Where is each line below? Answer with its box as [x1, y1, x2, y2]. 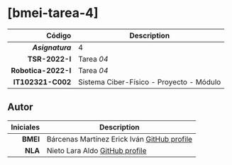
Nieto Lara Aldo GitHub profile [46, 145, 147, 155]
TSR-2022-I [27, 54, 72, 64]
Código [45, 30, 72, 40]
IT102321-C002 [13, 76, 72, 86]
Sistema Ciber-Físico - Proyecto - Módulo [77, 76, 221, 86]
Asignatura [32, 42, 72, 52]
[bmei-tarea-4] [7, 5, 99, 21]
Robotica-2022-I [11, 65, 72, 75]
